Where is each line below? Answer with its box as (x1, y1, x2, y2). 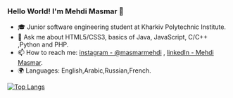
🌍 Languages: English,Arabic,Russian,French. (17, 66, 151, 75)
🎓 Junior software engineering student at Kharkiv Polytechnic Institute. (17, 23, 227, 31)
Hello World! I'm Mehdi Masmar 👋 (7, 6, 125, 16)
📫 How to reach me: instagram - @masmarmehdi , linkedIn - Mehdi (17, 49, 215, 57)
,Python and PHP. (17, 40, 69, 49)
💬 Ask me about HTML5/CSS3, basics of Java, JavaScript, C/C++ (17, 33, 208, 42)
